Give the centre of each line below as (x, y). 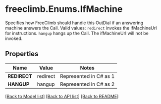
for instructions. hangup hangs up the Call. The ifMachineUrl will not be (77, 33)
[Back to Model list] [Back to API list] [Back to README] (62, 96)
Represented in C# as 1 (87, 76)
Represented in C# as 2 (87, 84)
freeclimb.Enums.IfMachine (64, 9)
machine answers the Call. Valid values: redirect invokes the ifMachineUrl (81, 28)
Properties (22, 54)
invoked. (14, 38)
